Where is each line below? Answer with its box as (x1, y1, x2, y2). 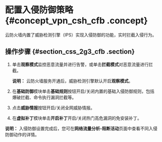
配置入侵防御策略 (5, 4, 74, 16)
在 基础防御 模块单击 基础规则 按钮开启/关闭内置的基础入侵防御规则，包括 (12, 88, 155, 94)
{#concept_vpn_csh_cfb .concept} (5, 15, 148, 26)
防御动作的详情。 (5, 131, 39, 137)
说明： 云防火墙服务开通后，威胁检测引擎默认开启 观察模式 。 (12, 78, 133, 83)
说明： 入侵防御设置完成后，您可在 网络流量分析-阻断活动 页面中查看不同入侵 (5, 125, 158, 131)
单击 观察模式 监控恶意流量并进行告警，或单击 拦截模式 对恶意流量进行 (12, 61, 149, 67)
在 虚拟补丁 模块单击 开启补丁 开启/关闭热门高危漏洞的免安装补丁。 (12, 115, 142, 121)
